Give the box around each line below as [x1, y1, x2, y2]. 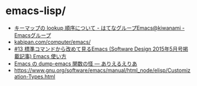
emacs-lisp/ [5, 4, 66, 18]
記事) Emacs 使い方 [19, 52, 67, 59]
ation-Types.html [14, 72, 55, 80]
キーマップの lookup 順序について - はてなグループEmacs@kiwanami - [14, 24, 185, 31]
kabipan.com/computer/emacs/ [14, 38, 91, 45]
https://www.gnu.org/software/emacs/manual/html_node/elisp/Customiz [14, 67, 191, 74]
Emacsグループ [14, 31, 51, 39]
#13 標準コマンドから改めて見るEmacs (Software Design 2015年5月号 [14, 45, 183, 52]
